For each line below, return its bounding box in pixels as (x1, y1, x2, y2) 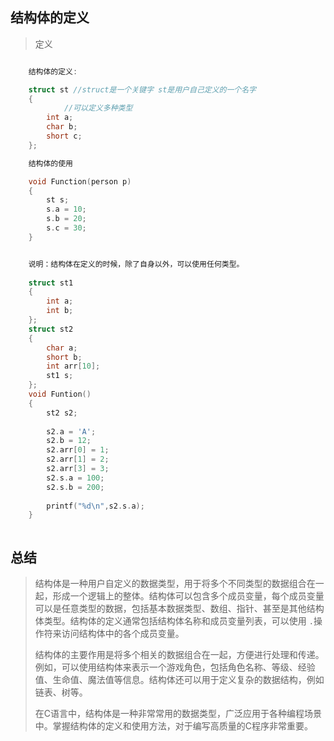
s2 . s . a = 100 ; (46, 473, 105, 483)
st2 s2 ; (46, 408, 78, 418)
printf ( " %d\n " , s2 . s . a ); (46, 501, 145, 511)
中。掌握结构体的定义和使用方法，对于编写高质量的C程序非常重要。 (34, 720, 314, 732)
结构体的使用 (28, 158, 73, 168)
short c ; (46, 131, 83, 142)
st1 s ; (46, 371, 74, 381)
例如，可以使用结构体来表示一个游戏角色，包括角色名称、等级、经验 (34, 661, 316, 673)
